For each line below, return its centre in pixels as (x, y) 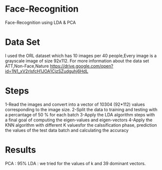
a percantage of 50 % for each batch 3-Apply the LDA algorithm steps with (80, 114)
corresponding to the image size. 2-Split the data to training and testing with (81, 109)
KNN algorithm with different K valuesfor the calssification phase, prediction (81, 125)
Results (21, 150)
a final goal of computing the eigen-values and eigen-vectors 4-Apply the (79, 120)
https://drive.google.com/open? (82, 66)
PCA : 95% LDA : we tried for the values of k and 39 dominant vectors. (75, 163)
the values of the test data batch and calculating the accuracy (67, 130)
